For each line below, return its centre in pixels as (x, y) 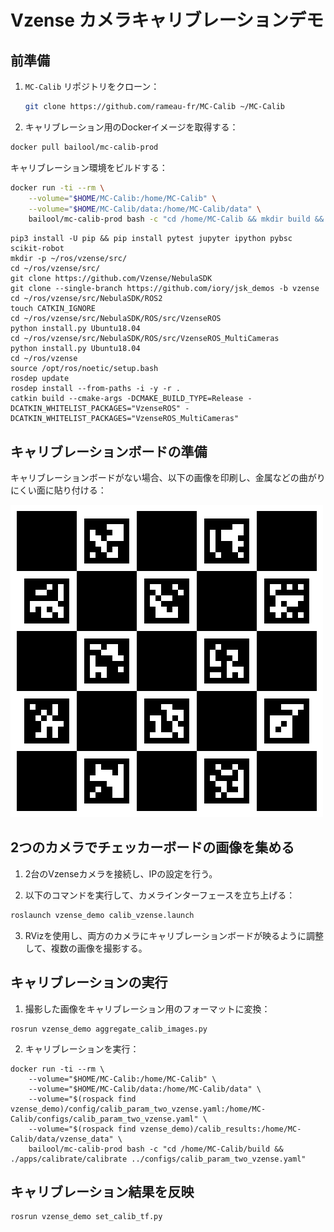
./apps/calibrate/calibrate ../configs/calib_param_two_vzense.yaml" (158, 1159)
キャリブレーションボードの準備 (109, 451)
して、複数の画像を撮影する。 (86, 948)
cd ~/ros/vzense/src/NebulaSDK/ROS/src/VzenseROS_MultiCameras (145, 339)
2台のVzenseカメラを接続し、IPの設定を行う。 (121, 873)
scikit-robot (37, 249)
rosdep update (40, 379)
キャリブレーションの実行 (89, 982)
